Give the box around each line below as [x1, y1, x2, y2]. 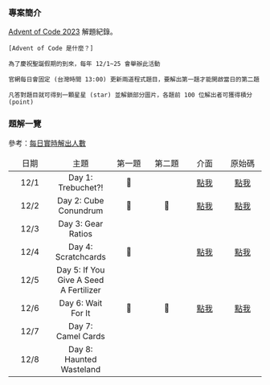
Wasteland [60, 363, 101, 375]
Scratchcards [55, 251, 106, 262]
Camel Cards [55, 330, 106, 342]
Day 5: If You [55, 264, 105, 275]
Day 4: [67, 241, 93, 252]
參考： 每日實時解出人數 [8, 138, 86, 148]
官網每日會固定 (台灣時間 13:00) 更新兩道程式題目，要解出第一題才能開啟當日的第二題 [8, 76, 260, 84]
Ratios [68, 227, 92, 239]
